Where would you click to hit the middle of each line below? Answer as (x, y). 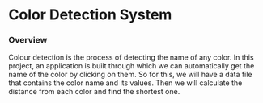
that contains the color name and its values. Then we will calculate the (125, 83)
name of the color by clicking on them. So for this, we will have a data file (130, 75)
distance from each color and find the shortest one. (94, 92)
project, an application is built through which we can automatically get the (131, 66)
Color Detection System (90, 15)
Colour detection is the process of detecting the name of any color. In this (131, 57)
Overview (28, 40)
